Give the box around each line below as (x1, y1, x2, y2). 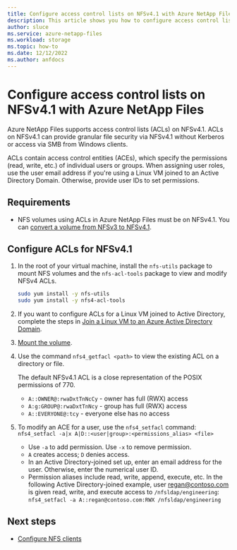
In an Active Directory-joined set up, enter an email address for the (28, 458, 222, 466)
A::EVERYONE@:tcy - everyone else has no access (28, 410, 170, 418)
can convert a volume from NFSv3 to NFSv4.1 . (17, 223, 152, 231)
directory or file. (17, 360, 65, 368)
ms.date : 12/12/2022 (7, 50, 68, 57)
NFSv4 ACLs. (17, 276, 57, 286)
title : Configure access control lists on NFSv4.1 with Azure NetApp (7, 10, 217, 18)
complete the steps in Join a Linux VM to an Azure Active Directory (17, 317, 213, 326)
